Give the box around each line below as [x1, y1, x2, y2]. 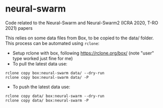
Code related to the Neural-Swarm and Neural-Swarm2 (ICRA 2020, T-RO [5, 20, 158, 26]
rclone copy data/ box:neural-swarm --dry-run [5, 93, 105, 98]
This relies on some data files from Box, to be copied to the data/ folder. [5, 35, 154, 41]
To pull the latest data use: [12, 61, 68, 67]
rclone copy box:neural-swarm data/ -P [5, 75, 89, 80]
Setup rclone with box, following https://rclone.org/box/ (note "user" [12, 50, 154, 56]
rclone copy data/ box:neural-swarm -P [5, 98, 89, 103]
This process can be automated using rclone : [5, 40, 100, 46]
